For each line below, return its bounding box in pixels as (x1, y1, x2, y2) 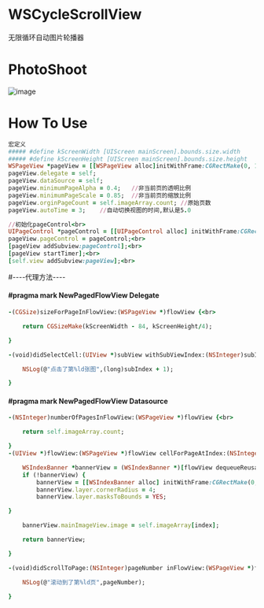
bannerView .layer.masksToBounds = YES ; (36, 493, 167, 501)
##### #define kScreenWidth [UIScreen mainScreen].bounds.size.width (8, 147, 241, 155)
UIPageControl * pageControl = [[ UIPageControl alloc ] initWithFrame (8, 228, 237, 235)
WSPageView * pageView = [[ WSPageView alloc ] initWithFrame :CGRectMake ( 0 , (8, 162, 251, 170)
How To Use (8, 114, 88, 132)
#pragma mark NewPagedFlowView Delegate (8, 291, 159, 300)
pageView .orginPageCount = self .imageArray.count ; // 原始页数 (8, 198, 211, 206)
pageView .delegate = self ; (8, 169, 97, 178)
